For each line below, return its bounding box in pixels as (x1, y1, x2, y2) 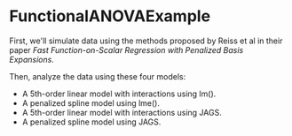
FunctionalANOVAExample (9, 6, 211, 26)
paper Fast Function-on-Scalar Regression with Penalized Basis (9, 44, 244, 55)
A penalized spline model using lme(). (21, 97, 160, 108)
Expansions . (9, 54, 55, 64)
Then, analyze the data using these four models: (9, 71, 186, 81)
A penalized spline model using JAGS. (21, 117, 162, 127)
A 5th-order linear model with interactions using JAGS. (21, 107, 222, 117)
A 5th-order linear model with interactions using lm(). (21, 88, 217, 99)
